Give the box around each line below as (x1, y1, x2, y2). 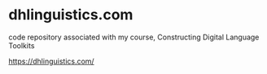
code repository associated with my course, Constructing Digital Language (8, 32, 260, 42)
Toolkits (8, 40, 35, 50)
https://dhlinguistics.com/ (8, 56, 95, 66)
